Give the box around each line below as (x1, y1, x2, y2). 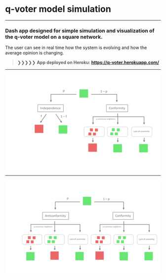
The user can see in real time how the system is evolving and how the (5, 45, 147, 50)
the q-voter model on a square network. (5, 33, 103, 40)
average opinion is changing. (5, 50, 64, 56)
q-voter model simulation (5, 3, 111, 15)
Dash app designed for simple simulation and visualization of (5, 27, 155, 34)
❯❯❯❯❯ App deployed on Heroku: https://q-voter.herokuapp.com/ (17, 59, 160, 65)
